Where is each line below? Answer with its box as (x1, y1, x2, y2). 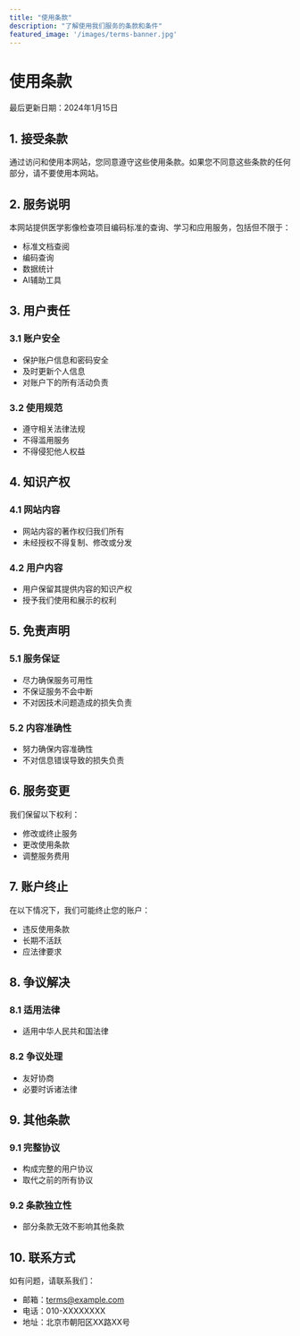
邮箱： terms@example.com (21, 1295, 125, 1306)
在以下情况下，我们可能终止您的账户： (9, 904, 150, 915)
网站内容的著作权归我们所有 (21, 526, 125, 536)
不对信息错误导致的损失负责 (21, 754, 125, 766)
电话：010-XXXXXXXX (21, 1306, 105, 1316)
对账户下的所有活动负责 (21, 377, 109, 388)
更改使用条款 (21, 839, 70, 850)
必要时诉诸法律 (21, 1083, 78, 1094)
